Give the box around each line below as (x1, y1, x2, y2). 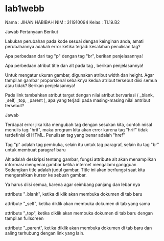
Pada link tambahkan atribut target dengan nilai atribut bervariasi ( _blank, (5, 92, 154, 98)
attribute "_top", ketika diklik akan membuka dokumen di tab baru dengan (5, 210, 153, 216)
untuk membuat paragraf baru (5, 147, 66, 152)
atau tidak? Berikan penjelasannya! (5, 82, 75, 89)
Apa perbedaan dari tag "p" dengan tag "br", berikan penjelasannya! (5, 53, 143, 59)
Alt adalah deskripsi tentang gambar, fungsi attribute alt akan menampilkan (5, 156, 157, 162)
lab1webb (5, 3, 45, 14)
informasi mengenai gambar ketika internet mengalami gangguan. (5, 161, 138, 167)
